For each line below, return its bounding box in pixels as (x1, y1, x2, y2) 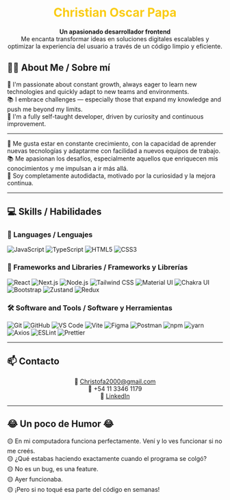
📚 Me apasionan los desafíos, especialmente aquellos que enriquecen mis (7, 154, 218, 163)
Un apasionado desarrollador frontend (59, 27, 171, 36)
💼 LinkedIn (100, 392, 130, 400)
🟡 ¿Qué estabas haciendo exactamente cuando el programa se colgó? (7, 454, 207, 462)
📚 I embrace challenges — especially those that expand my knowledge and (7, 95, 221, 104)
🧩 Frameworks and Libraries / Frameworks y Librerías (7, 263, 188, 272)
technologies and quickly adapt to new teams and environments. (7, 87, 190, 95)
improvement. (7, 119, 47, 128)
